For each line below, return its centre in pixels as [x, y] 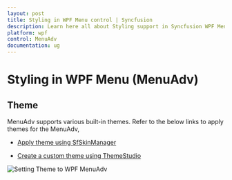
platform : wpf [28, 33]
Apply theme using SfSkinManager [67, 142]
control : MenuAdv [32, 39]
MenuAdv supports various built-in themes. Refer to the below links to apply [116, 122]
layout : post [26, 13]
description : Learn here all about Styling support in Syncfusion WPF [111, 26]
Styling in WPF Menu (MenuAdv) [103, 80]
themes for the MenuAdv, [43, 129]
